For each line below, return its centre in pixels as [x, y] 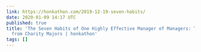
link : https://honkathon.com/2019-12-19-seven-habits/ [76, 12]
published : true [26, 23]
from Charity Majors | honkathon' [54, 34]
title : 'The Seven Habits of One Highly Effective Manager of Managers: [99, 28]
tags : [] [17, 39]
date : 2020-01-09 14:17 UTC [41, 17]
